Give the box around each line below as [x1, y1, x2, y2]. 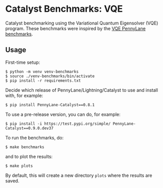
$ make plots [5, 163, 33, 169]
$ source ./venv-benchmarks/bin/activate [5, 74, 95, 79]
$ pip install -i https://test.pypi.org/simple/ [5, 121, 111, 126]
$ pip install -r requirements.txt [5, 78, 81, 83]
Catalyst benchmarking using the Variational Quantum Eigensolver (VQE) [5, 20, 158, 26]
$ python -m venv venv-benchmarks [5, 69, 79, 74]
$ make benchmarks [5, 144, 44, 150]
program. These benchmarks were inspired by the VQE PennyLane [5, 25, 146, 31]
